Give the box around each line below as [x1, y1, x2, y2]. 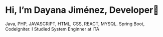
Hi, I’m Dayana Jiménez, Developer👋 [5, 4, 159, 16]
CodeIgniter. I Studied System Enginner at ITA [5, 26, 99, 32]
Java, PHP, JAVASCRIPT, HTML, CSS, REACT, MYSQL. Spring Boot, [5, 21, 145, 27]
